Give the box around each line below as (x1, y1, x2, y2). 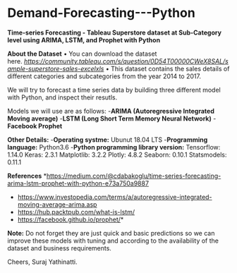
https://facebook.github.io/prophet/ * (17, 215, 124, 224)
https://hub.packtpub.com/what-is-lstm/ (17, 207, 135, 216)
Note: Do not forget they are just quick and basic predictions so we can (7, 229, 215, 237)
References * (7, 171, 47, 180)
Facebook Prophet (7, 121, 63, 130)
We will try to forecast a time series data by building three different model (7, 85, 221, 94)
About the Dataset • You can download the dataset (7, 49, 157, 58)
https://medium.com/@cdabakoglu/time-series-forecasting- (46, 171, 221, 180)
